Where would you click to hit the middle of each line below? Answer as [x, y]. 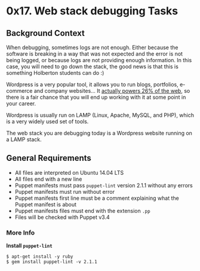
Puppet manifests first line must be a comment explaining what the [97, 198]
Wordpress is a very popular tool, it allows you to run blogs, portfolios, [92, 84]
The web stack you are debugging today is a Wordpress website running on [99, 133]
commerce [19, 91]
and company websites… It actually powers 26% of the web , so [112, 91]
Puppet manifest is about [45, 204]
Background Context [45, 33]
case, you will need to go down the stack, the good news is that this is [93, 66]
